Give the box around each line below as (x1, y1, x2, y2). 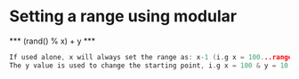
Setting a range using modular (9, 6, 238, 27)
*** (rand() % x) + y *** (9, 36, 96, 46)
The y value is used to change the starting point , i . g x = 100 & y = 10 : (9, 60, 293, 70)
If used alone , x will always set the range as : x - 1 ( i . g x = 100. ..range (9, 52, 293, 61)
